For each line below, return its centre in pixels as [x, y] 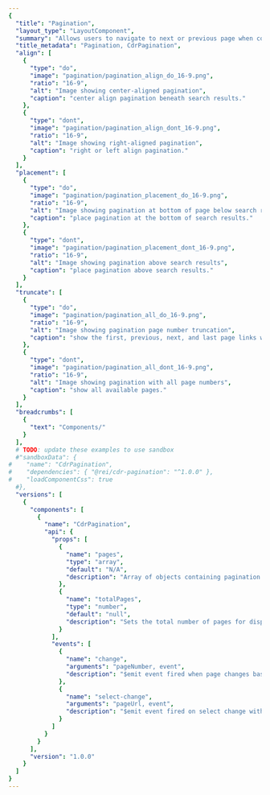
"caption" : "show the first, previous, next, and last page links [143, 338]
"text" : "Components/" [67, 427]
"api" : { [59, 532]
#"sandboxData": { [47, 457]
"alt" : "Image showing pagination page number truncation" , [132, 330]
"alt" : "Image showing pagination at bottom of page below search [143, 210]
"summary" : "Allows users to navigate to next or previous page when [134, 38]
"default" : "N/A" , [96, 569]
